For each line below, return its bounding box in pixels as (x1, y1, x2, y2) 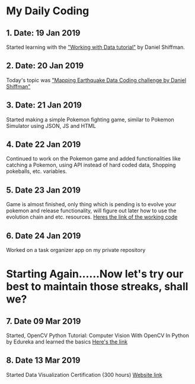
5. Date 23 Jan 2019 (6, 185, 81, 195)
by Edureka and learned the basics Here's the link (6, 338, 128, 345)
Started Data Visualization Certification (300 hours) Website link (6, 371, 162, 378)
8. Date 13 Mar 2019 (6, 355, 81, 366)
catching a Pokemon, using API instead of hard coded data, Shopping (6, 162, 176, 169)
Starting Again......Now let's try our (6, 267, 184, 281)
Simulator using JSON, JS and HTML (6, 122, 96, 129)
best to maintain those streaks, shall (6, 280, 188, 294)
